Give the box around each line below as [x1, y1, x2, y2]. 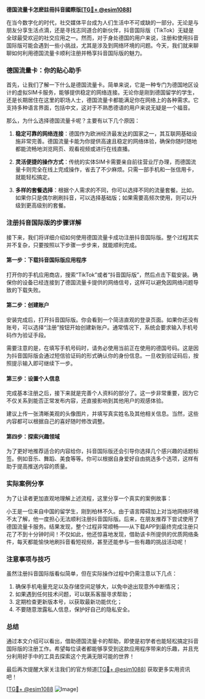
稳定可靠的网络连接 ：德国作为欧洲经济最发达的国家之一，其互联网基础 [15, 130, 192, 137]
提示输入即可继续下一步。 [11, 360, 76, 367]
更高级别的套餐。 [26, 201, 69, 209]
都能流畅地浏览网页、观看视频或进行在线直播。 [15, 145, 133, 153]
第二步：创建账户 [6, 302, 49, 309]
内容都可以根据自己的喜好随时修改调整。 [6, 418, 108, 425]
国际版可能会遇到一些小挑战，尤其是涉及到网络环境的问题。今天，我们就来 [6, 42, 193, 49]
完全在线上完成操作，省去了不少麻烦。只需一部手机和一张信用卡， [31, 166, 197, 173]
